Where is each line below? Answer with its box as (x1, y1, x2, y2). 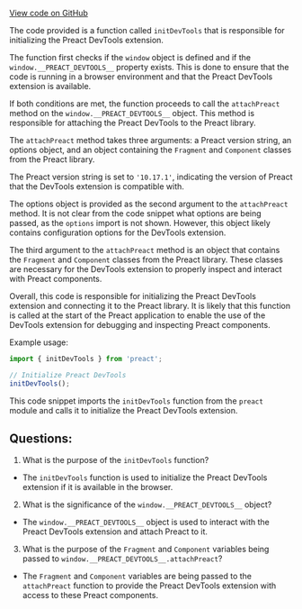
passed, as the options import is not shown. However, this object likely (9, 218, 271, 228)
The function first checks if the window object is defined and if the (9, 52, 252, 62)
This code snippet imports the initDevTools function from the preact (9, 395, 263, 406)
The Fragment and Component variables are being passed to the (22, 571, 252, 582)
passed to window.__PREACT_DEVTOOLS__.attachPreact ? (22, 553, 223, 564)
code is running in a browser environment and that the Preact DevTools (9, 71, 273, 82)
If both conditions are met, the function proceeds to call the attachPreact (9, 98, 280, 109)
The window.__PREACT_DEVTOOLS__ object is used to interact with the (22, 517, 270, 528)
